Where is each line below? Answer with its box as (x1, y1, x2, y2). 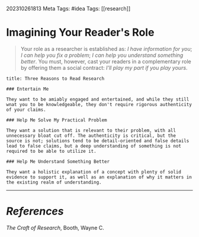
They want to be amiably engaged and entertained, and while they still (6, 96, 190, 103)
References (6, 204, 64, 218)
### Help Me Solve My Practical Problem (6, 117, 108, 123)
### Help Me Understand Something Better (6, 158, 110, 165)
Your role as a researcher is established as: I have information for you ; (20, 45, 192, 52)
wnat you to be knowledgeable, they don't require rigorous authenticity (6, 101, 192, 107)
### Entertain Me (6, 86, 49, 92)
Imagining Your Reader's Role (6, 26, 155, 39)
